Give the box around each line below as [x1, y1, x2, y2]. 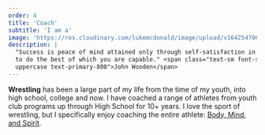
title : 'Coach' [8, 19, 58, 27]
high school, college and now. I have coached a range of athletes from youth [8, 92, 257, 103]
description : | [8, 41, 58, 49]
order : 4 [8, 11, 37, 20]
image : [8, 33, 30, 42]
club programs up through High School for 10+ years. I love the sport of [8, 101, 241, 111]
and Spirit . [8, 118, 42, 127]
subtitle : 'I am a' [8, 26, 73, 34]
